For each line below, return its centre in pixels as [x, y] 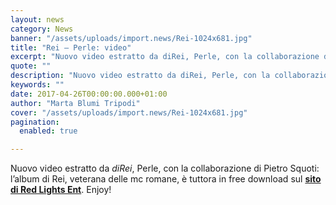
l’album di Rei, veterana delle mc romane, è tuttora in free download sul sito [166, 179]
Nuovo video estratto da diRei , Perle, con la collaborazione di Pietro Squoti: [165, 168]
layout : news [37, 19]
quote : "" [31, 66]
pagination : [35, 122]
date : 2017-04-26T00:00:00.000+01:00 [89, 94]
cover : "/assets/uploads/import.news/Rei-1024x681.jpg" [129, 112]
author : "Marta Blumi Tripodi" [75, 103]
